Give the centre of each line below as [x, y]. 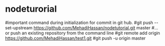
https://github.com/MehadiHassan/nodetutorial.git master [92, 27]
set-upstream [19, 27]
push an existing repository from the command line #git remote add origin [85, 33]
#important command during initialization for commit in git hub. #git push [79, 23]
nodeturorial [31, 9]
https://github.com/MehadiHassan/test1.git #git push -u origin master [76, 38]
